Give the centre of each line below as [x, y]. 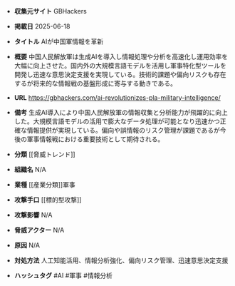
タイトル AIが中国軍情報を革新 [59, 41]
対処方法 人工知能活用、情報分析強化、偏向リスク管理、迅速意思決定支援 [121, 260]
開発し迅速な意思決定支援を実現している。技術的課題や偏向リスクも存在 [120, 75]
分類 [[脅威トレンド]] [45, 154]
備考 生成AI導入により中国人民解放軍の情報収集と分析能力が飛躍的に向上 [121, 112]
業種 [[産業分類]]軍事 [45, 184]
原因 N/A [27, 245]
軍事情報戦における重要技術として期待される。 [95, 139]
